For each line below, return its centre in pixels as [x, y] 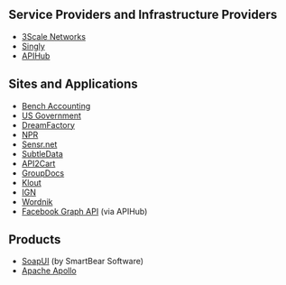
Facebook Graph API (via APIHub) [84, 211]
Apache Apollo [49, 271]
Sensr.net [39, 144]
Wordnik [37, 201]
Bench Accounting [56, 106]
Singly [33, 46]
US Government [51, 115]
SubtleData [42, 153]
